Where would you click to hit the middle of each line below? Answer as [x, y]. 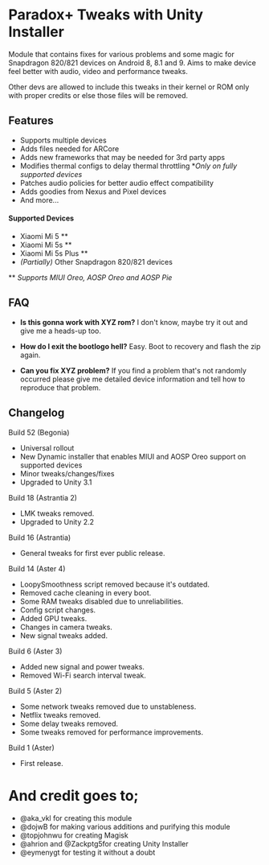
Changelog [37, 413]
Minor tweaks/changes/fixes [67, 473]
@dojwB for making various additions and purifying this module [125, 826]
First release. [41, 763]
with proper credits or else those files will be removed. [98, 95]
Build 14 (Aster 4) [37, 568]
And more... [39, 200]
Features [31, 121]
